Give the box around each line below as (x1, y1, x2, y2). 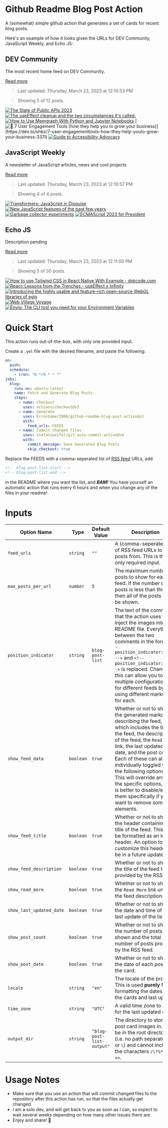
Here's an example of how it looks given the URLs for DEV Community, (5, 35, 151, 41)
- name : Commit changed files (18, 428, 81, 433)
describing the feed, (114, 717, 162, 724)
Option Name (19, 528, 52, 535)
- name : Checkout (18, 400, 55, 405)
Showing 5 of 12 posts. (17, 97, 64, 103)
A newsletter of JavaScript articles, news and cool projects (5, 161, 126, 167)
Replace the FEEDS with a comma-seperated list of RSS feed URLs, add (5, 455, 153, 462)
